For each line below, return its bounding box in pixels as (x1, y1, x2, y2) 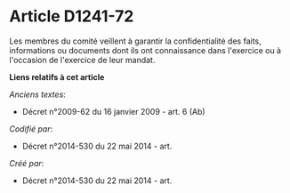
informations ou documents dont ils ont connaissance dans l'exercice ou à (9, 44, 282, 55)
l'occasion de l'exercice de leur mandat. (9, 54, 156, 65)
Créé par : (9, 157, 44, 168)
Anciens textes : (9, 89, 67, 100)
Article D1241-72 (9, 6, 134, 27)
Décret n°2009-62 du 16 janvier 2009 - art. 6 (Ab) (21, 106, 206, 117)
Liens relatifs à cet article (9, 71, 105, 82)
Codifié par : (9, 123, 53, 134)
